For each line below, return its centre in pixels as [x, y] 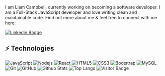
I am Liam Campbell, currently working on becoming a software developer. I [83, 7]
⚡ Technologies [30, 49]
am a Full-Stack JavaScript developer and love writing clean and [71, 12]
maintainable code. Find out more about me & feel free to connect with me [81, 18]
